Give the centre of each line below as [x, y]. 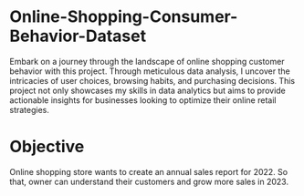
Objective [47, 147]
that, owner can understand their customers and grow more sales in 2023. [149, 181]
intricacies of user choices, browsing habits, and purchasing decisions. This [152, 80]
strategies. [30, 109]
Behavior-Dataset [78, 36]
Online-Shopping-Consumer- [124, 17]
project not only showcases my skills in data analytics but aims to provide [147, 90]
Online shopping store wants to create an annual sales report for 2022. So [149, 171]
